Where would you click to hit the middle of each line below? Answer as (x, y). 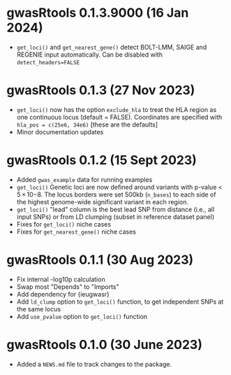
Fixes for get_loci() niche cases (64, 224)
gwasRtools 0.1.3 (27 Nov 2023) (101, 91)
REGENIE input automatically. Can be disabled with (90, 55)
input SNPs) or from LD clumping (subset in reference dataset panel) (115, 217)
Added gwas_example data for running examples (84, 179)
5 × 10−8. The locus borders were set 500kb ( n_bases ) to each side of (116, 194)
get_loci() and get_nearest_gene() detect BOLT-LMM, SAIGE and (112, 47)
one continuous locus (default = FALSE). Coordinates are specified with (119, 117)
